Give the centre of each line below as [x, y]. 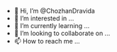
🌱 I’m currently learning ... [52, 26]
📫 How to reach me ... [47, 41]
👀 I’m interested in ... [44, 18]
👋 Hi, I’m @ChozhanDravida [55, 11]
